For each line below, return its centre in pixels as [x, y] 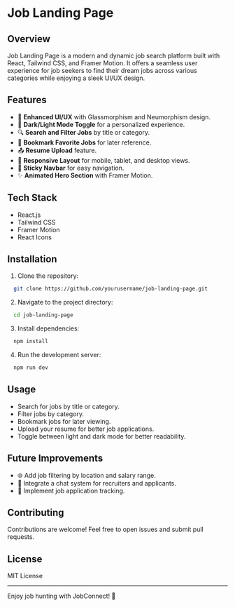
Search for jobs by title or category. [69, 406]
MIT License [25, 576]
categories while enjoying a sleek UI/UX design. [76, 78]
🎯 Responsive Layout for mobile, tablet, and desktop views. [104, 160]
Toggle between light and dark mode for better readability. [101, 436]
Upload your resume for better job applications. [86, 429]
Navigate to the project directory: [65, 302]
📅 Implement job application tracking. [71, 491]
